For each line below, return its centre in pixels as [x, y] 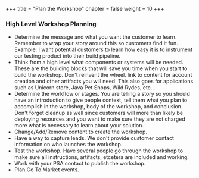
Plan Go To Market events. [47, 170]
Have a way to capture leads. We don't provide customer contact [94, 138]
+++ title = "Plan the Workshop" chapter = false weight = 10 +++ [85, 9]
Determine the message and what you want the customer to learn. [95, 37]
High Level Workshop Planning [51, 24]
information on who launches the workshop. [68, 145]
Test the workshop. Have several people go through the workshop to [99, 151]
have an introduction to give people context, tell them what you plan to [101, 100]
